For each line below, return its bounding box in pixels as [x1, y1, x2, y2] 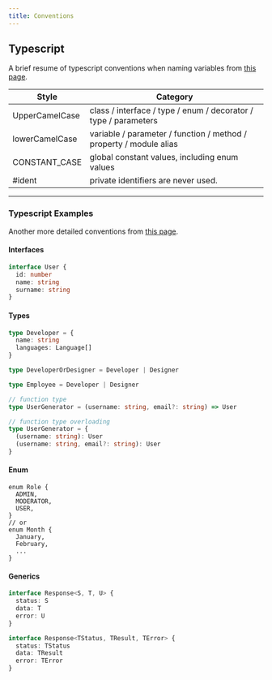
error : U [15, 612, 45, 620]
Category [155, 91, 193, 102]
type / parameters [89, 115, 158, 127]
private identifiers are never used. [89, 175, 219, 187]
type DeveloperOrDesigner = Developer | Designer [8, 366, 180, 374]
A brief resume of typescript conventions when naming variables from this [8, 63, 257, 73]
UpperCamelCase [12, 110, 81, 122]
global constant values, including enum [89, 152, 239, 163]
